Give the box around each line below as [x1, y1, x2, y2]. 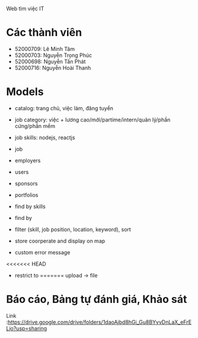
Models [6, 85, 44, 98]
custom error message [14, 248, 71, 256]
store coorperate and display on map [14, 237, 106, 244]
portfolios [14, 191, 39, 198]
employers [14, 157, 41, 164]
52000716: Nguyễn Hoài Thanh [14, 64, 91, 71]
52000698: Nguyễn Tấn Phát [14, 58, 86, 65]
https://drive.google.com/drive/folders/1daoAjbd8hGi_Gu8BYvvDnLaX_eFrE [8, 318, 191, 326]
